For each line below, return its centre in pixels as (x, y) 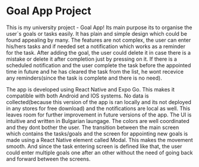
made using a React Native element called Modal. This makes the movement (99, 140)
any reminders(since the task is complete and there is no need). (84, 78)
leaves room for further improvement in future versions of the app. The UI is (99, 115)
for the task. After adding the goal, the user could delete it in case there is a (99, 52)
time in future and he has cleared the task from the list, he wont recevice (95, 71)
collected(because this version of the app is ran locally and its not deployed (99, 102)
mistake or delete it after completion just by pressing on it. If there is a (91, 59)
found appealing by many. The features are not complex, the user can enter (99, 40)
